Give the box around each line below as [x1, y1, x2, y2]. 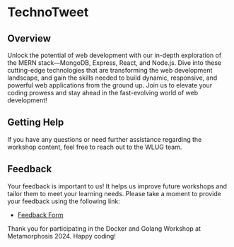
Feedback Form [17, 210, 64, 219]
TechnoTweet [7, 4, 89, 20]
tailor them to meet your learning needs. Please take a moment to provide [7, 189, 221, 198]
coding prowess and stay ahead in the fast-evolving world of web [7, 89, 199, 97]
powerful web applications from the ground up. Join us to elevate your [7, 81, 213, 89]
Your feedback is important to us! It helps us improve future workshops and [7, 181, 228, 191]
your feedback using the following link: [7, 197, 120, 205]
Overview [7, 32, 52, 44]
